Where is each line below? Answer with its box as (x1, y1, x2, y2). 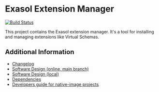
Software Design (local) (12, 71, 59, 77)
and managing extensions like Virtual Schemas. (5, 34, 99, 40)
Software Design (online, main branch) (12, 66, 89, 72)
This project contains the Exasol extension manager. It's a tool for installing (5, 29, 155, 34)
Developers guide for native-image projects (12, 81, 99, 87)
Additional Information (5, 48, 74, 56)
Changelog (12, 61, 34, 66)
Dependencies (12, 76, 42, 82)
